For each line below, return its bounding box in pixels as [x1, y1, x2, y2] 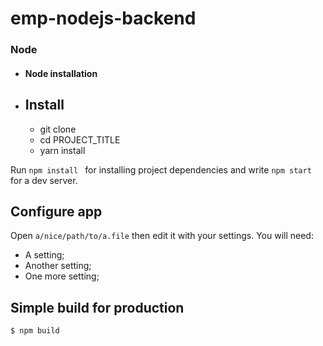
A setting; [24, 249, 65, 261]
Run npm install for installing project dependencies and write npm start [10, 163, 312, 176]
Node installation [24, 67, 98, 79]
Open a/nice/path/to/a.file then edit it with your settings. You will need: [10, 230, 314, 242]
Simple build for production [10, 299, 185, 316]
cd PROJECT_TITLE [39, 133, 121, 146]
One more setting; [24, 270, 100, 282]
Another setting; [24, 260, 92, 272]
